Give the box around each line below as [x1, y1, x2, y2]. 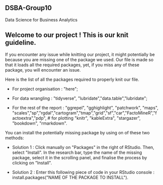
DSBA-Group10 [5, 4, 52, 12]
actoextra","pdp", [12, 115, 47, 121]
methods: [5, 135, 24, 141]
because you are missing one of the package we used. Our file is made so [5, 56, 154, 62]
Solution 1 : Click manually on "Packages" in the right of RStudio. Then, [12, 144, 155, 150]
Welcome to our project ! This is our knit [5, 31, 129, 39]
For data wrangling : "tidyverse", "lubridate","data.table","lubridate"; [12, 95, 147, 101]
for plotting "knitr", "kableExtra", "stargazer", [51, 115, 141, 121]
